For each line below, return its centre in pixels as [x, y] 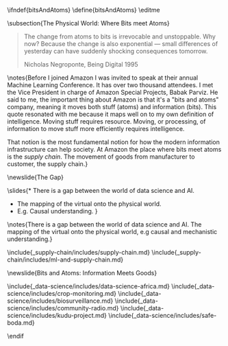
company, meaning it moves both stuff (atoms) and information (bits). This [112, 107]
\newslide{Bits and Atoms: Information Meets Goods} [82, 273]
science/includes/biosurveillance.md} [60, 301]
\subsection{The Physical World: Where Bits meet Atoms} [88, 23]
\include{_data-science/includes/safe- [163, 315]
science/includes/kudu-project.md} [57, 315]
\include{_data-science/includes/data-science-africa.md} [88, 286]
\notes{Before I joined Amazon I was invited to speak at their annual [103, 78]
